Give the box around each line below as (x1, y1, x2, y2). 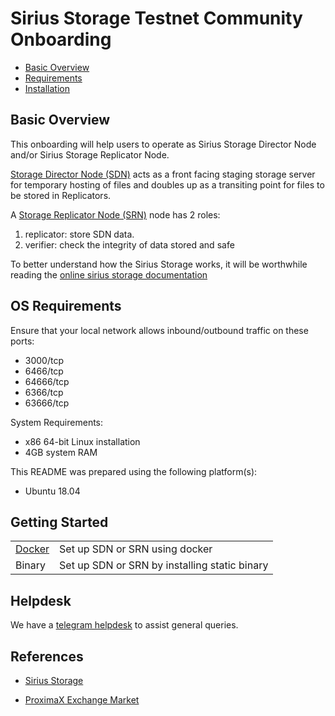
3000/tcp (24, 354, 64, 366)
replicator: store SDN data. (24, 228, 135, 240)
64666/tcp (24, 375, 70, 387)
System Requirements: (10, 416, 104, 428)
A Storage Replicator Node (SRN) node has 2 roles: (10, 208, 221, 221)
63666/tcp (24, 397, 70, 409)
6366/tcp (24, 386, 64, 398)
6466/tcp (24, 365, 64, 377)
